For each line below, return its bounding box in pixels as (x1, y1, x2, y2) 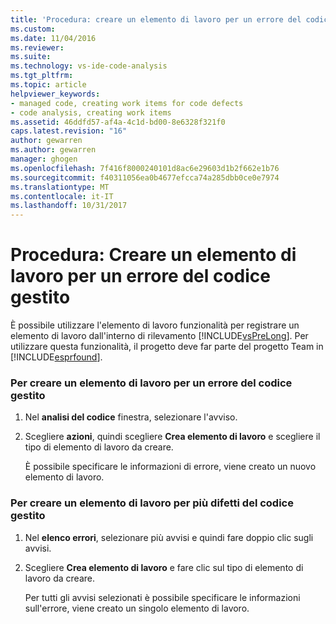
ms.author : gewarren (10, 145, 97, 155)
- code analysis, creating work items (10, 107, 172, 118)
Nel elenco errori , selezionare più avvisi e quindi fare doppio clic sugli (24, 531, 314, 543)
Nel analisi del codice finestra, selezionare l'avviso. (24, 411, 238, 423)
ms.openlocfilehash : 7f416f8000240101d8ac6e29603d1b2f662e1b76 (10, 163, 280, 173)
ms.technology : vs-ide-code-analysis (10, 61, 168, 71)
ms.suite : (10, 52, 52, 62)
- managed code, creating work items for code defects (10, 98, 244, 108)
